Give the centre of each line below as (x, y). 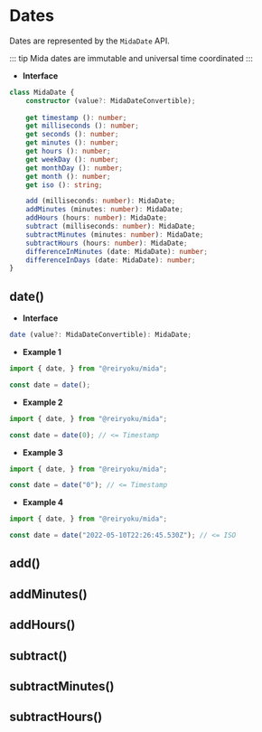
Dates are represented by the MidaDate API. (89, 41)
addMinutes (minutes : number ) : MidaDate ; (104, 210)
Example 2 (42, 402)
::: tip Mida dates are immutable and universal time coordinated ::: (131, 58)
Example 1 (42, 352)
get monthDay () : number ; (75, 168)
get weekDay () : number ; (72, 159)
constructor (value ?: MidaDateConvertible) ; (111, 100)
